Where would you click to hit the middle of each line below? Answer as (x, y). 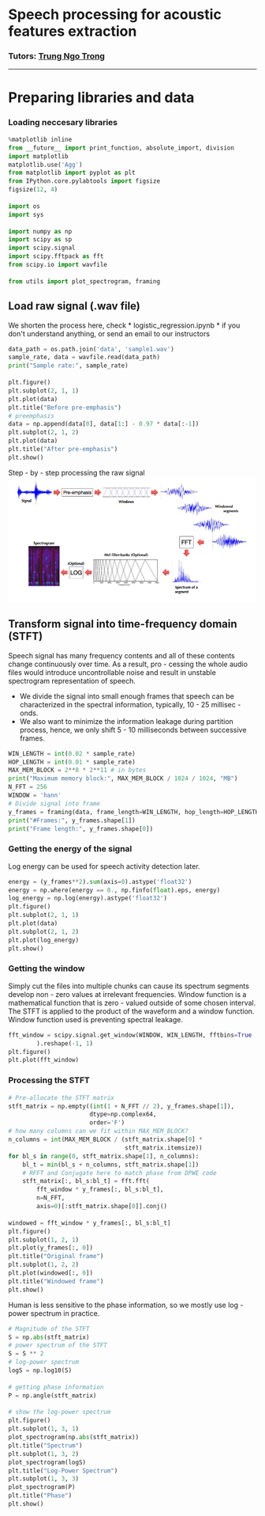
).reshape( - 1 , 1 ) (65, 1043)
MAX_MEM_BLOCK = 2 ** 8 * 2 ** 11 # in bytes (77, 770)
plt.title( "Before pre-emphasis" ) (65, 407)
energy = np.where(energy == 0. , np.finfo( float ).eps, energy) (114, 890)
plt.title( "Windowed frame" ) (56, 1281)
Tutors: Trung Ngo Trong (56, 56)
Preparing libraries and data (101, 97)
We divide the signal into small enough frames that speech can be (127, 696)
